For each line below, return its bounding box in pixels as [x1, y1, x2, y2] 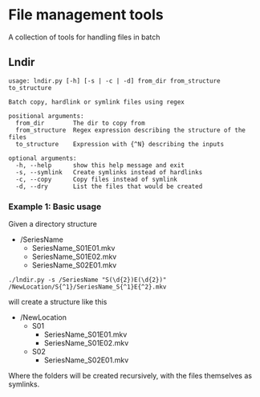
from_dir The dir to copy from [15, 119, 146, 127]
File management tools [8, 6, 164, 24]
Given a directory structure [8, 219, 98, 229]
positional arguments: [8, 112, 84, 120]
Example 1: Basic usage [8, 201, 102, 212]
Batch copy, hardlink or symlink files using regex [8, 98, 185, 106]
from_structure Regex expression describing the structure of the [15, 126, 246, 134]
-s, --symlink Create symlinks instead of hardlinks [15, 168, 203, 176]
